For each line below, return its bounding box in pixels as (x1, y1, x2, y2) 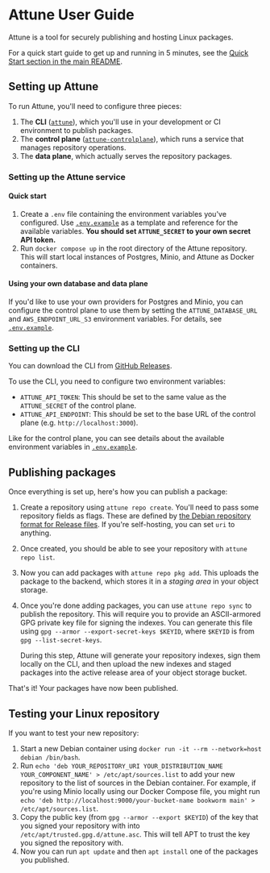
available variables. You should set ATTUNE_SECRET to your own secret (19, 226, 251, 235)
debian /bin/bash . (19, 752, 81, 762)
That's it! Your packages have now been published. (8, 684, 179, 693)
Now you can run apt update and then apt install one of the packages (19, 846, 259, 856)
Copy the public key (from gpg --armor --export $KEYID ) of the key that (19, 813, 259, 821)
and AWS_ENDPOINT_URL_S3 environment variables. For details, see (8, 314, 222, 324)
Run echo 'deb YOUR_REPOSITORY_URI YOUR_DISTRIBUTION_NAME (19, 761, 223, 771)
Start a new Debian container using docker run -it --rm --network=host (19, 744, 262, 753)
